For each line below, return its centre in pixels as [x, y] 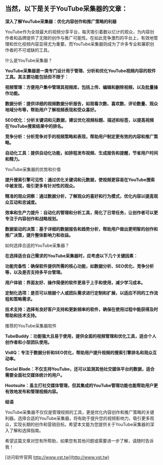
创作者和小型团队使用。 [28, 342]
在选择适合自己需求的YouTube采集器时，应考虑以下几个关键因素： [72, 256]
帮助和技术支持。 [22, 315]
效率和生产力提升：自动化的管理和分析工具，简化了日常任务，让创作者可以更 [81, 212]
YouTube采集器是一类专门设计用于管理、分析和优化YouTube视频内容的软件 [81, 71]
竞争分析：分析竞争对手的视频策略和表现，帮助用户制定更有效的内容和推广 [79, 136]
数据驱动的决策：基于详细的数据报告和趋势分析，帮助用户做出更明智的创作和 [81, 229]
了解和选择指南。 [26, 430]
